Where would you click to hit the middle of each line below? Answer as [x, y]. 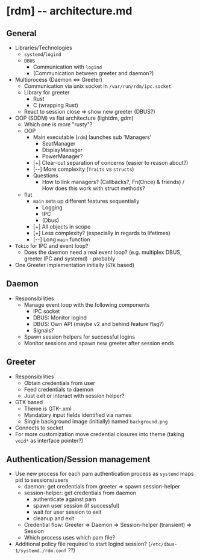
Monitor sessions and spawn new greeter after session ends [99, 343]
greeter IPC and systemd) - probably [70, 259]
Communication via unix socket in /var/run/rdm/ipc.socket [98, 86]
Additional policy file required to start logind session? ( [83, 544]
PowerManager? [62, 156]
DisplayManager [62, 150]
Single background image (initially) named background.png [96, 421]
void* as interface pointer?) [49, 440]
